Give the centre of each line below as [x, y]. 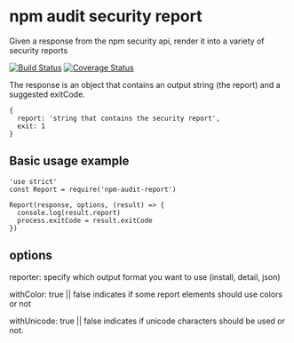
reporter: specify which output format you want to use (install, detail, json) [145, 276]
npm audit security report [106, 16]
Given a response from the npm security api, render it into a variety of [137, 41]
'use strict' [33, 181]
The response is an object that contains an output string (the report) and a [145, 84]
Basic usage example [69, 161]
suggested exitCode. [48, 94]
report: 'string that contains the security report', [119, 118]
